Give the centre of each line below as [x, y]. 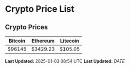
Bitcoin [17, 41]
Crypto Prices [27, 27]
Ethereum [43, 41]
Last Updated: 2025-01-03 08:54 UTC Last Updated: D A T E [65, 61]
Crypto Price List [40, 9]
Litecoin [70, 41]
